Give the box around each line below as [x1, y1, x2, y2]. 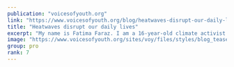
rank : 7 [7, 50, 30, 57]
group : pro [7, 43, 39, 50]
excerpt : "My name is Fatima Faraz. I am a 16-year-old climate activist [7, 29, 226, 37]
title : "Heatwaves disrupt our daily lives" [7, 23, 139, 30]
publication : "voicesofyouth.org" [7, 10, 108, 17]
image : [7, 36, 26, 43]
